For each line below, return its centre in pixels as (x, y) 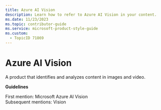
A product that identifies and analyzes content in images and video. (75, 77)
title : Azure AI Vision (30, 10)
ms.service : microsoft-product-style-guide (52, 29)
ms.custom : (17, 33)
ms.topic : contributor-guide (36, 24)
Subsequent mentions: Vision (36, 102)
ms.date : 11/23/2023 (27, 19)
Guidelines (17, 87)
